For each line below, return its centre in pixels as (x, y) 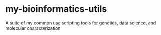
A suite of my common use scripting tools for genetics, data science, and (81, 23)
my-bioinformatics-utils (56, 9)
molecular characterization (33, 28)
